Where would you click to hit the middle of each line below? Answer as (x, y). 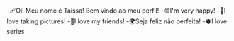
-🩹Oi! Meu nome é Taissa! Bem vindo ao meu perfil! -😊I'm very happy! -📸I (116, 11)
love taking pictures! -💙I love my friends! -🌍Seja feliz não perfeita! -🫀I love (117, 21)
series (16, 31)
